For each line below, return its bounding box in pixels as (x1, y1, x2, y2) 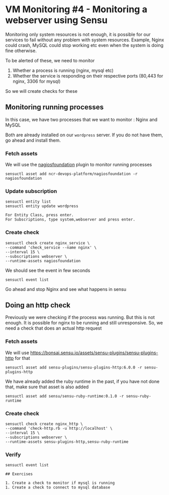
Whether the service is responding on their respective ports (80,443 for (12, 72, 163, 79)
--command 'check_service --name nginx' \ (5, 245, 97, 250)
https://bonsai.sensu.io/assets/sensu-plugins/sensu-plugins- (30, 350, 158, 356)
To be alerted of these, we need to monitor (5, 57, 95, 63)
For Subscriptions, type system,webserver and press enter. (5, 217, 136, 222)
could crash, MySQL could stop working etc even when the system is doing (5, 42, 164, 48)
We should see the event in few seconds (5, 267, 91, 274)
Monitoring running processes (5, 103, 104, 112)
